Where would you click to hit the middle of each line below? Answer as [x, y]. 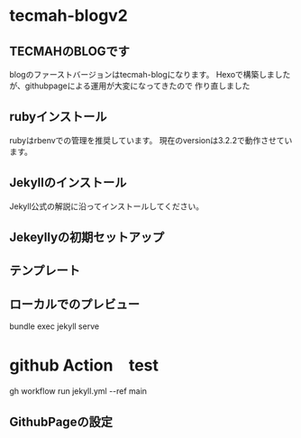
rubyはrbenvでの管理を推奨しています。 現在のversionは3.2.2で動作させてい [151, 140]
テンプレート [45, 271]
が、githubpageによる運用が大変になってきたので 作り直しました [130, 86]
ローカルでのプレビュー [74, 304]
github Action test [84, 365]
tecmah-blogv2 [68, 16]
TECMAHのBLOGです [70, 51]
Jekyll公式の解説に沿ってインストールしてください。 [107, 206]
